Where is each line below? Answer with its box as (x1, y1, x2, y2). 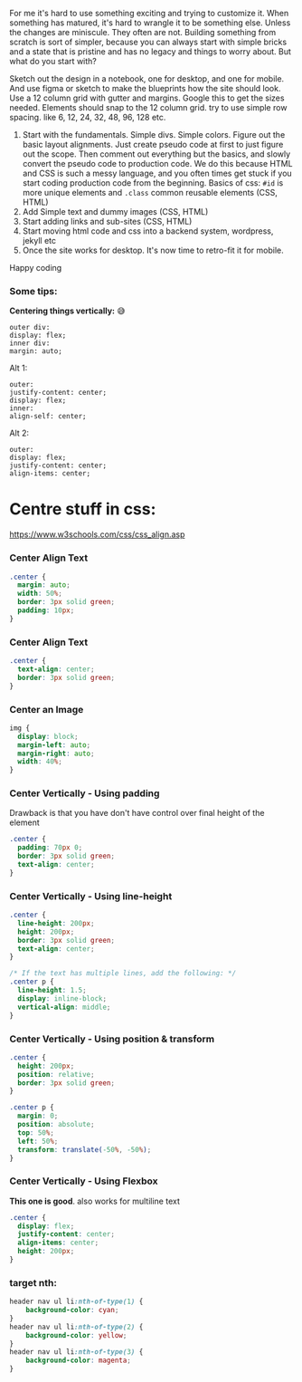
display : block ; (17, 732, 79, 741)
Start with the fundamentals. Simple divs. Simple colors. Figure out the (22, 130, 286, 139)
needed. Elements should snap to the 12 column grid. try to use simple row (9, 102, 288, 112)
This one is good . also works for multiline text (9, 1195, 181, 1206)
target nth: (9, 1276, 57, 1289)
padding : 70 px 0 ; (17, 843, 83, 852)
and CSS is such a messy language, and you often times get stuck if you (22, 168, 292, 178)
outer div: (9, 323, 51, 332)
